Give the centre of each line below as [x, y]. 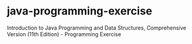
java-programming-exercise [80, 11]
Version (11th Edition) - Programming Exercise [64, 34]
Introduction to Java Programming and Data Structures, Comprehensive [97, 28]
